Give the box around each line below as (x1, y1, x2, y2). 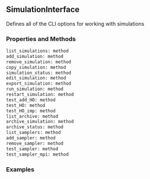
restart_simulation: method (6, 92, 74, 98)
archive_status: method (6, 124, 64, 130)
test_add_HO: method (6, 97, 56, 103)
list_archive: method (6, 113, 59, 119)
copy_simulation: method (6, 64, 66, 70)
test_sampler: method (6, 146, 59, 152)
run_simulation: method (6, 86, 64, 92)
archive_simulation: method (6, 119, 74, 125)
